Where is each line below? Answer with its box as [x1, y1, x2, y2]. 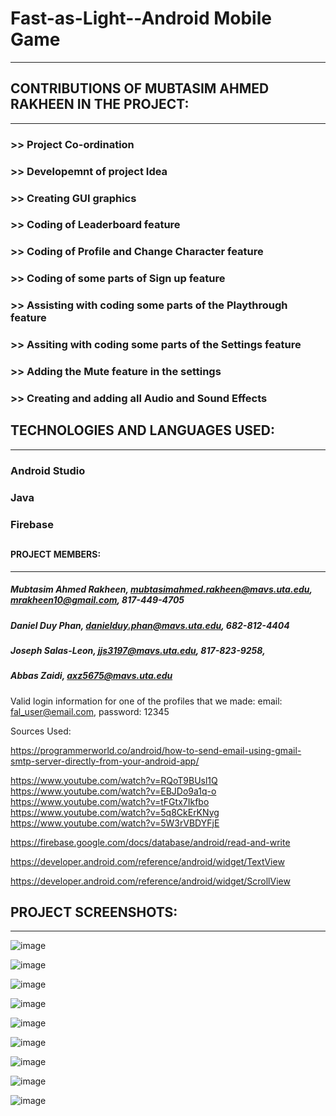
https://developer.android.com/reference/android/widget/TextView [10, 855, 285, 867]
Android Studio [10, 463, 86, 477]
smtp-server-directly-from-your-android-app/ [10, 755, 200, 767]
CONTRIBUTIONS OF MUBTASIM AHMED [10, 80, 270, 97]
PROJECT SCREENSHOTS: [10, 904, 178, 921]
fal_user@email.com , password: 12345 [10, 705, 170, 717]
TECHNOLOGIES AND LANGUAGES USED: [10, 422, 275, 439]
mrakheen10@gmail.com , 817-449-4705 [10, 594, 185, 606]
